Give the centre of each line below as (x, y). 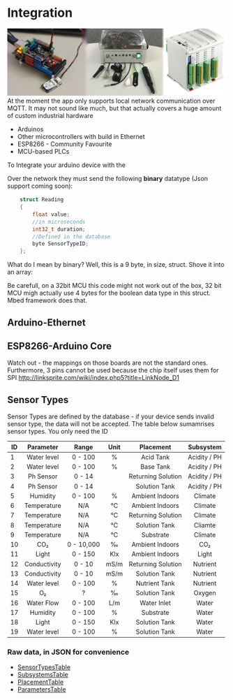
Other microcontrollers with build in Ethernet (81, 137)
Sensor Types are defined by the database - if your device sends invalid (111, 416)
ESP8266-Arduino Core (60, 346)
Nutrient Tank (155, 583)
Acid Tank (155, 457)
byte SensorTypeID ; (61, 244)
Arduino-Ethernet (46, 322)
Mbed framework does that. (47, 300)
